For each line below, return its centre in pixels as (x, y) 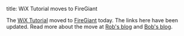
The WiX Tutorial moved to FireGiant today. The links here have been (92, 20)
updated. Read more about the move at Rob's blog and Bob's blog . (90, 27)
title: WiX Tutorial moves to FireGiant (52, 9)
